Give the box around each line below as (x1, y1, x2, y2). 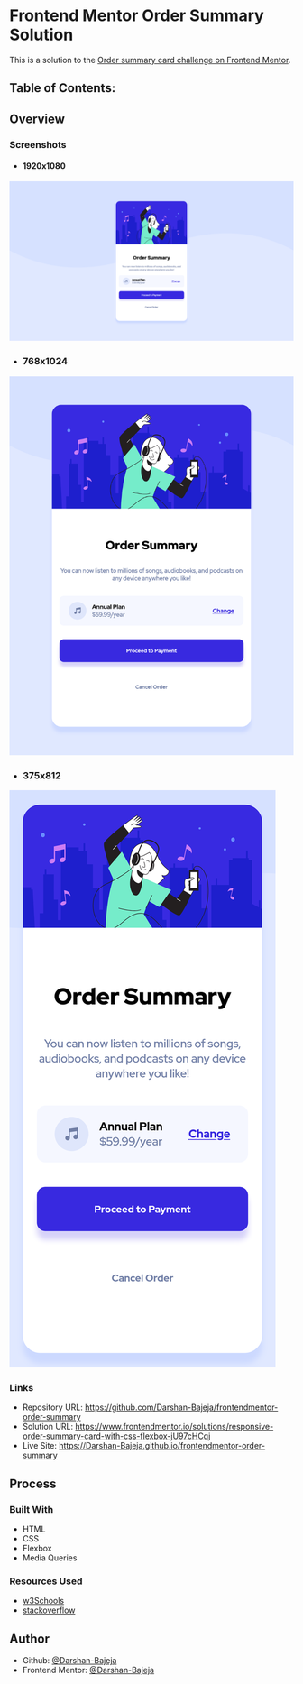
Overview (9, 111, 66, 126)
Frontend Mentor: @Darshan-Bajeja (22, 1665, 155, 1676)
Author (9, 1631, 50, 1646)
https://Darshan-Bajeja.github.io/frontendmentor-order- (58, 1440, 266, 1451)
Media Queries (22, 1552, 78, 1563)
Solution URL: (22, 1422, 74, 1432)
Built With (9, 1503, 54, 1515)
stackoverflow (22, 1605, 76, 1615)
